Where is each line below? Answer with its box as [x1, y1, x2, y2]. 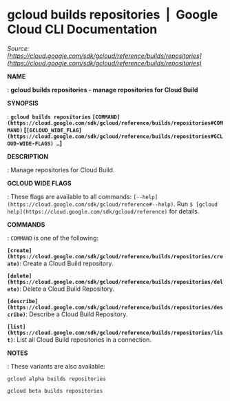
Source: [7, 44, 30, 52]
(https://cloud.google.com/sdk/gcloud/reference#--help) [7, 200, 174, 208]
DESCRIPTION [7, 152, 49, 161]
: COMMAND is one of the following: [7, 234, 98, 242]
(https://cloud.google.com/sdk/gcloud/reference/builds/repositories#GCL [7, 133, 224, 140]
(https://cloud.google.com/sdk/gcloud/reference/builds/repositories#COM [7, 119, 224, 127]
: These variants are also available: [7, 362, 105, 370]
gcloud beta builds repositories [7, 387, 103, 394]
